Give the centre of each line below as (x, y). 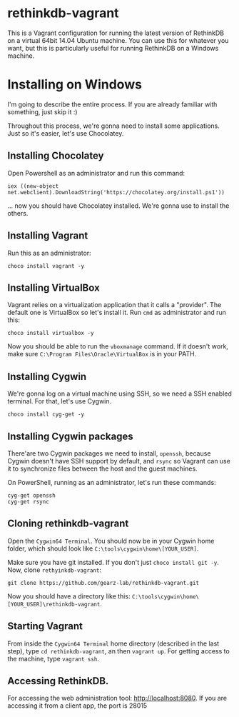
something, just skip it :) (42, 111)
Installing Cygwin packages (70, 436)
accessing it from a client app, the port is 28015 (77, 706)
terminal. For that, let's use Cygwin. (60, 401)
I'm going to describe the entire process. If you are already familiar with (112, 104)
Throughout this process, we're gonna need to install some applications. (113, 126)
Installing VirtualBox (54, 287)
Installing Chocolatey (56, 156)
